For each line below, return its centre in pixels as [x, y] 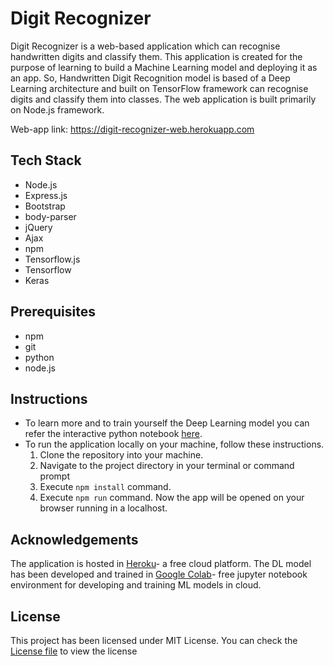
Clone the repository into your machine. [121, 455]
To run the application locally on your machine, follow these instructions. [174, 444]
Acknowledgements [74, 539]
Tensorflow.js [52, 259]
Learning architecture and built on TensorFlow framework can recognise [159, 88]
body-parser [50, 216]
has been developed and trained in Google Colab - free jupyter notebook [159, 574]
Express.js [46, 195]
